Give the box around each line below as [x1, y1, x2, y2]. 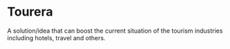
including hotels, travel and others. [7, 33, 106, 42]
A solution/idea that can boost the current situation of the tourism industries [7, 27, 223, 35]
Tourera [7, 4, 53, 20]
